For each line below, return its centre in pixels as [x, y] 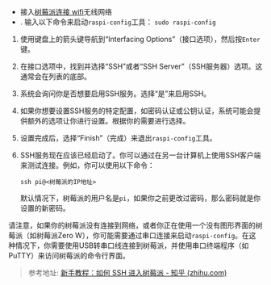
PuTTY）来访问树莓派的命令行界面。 [69, 256]
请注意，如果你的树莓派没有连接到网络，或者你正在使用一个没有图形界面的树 [135, 225]
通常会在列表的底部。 [55, 76]
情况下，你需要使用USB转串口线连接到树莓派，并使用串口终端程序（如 [132, 245]
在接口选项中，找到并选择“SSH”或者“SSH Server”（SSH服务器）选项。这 [141, 66]
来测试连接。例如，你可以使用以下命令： [87, 165]
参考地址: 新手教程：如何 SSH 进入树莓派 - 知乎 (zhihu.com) [127, 272]
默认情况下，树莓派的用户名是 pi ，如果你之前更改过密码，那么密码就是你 [140, 198]
